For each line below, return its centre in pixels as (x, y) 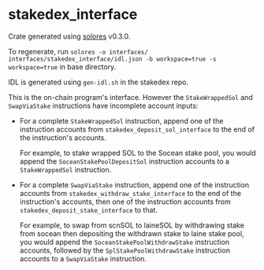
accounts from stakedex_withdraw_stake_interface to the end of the (130, 193)
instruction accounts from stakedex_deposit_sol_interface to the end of (137, 129)
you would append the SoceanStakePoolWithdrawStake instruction (125, 242)
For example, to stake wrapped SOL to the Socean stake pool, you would (138, 153)
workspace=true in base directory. (62, 67)
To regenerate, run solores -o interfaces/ (78, 51)
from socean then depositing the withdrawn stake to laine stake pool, (132, 233)
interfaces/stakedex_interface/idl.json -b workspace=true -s (112, 59)
